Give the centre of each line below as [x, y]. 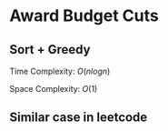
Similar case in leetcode [79, 118]
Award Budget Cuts [84, 16]
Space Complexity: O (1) [54, 89]
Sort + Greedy [50, 50]
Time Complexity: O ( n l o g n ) [60, 71]
